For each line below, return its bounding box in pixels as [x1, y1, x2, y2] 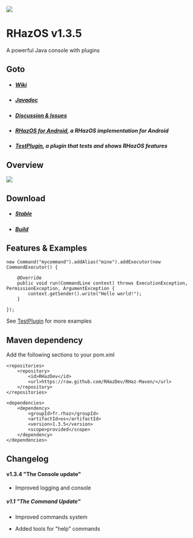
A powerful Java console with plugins [6, 46, 100, 54]
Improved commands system [15, 513, 88, 520]
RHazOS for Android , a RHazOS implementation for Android [15, 127, 169, 135]
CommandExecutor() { [6, 264, 59, 271]
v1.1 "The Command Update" [6, 498, 81, 505]
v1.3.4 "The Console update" [6, 471, 82, 478]
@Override [17, 275, 42, 281]
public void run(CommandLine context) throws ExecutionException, [17, 280, 188, 286]
